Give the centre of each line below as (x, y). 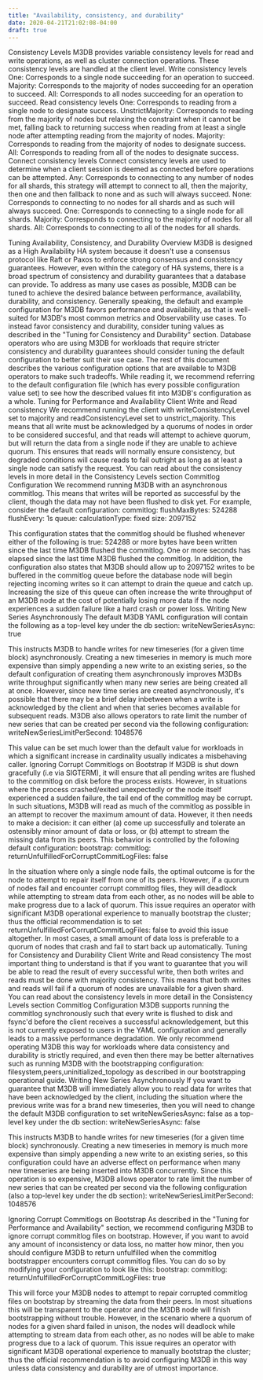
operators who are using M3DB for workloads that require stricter (114, 343)
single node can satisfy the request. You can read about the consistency (125, 468)
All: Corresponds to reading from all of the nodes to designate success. (124, 152)
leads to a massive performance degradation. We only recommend (116, 1039)
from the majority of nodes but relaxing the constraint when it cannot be (125, 119)
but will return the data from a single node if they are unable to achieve (123, 443)
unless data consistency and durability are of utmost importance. (113, 1368)
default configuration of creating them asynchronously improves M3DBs (125, 674)
